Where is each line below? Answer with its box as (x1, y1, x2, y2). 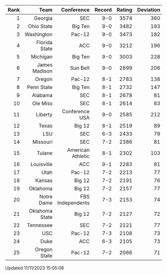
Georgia (34, 15, 53, 21)
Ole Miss (32, 100, 53, 106)
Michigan (31, 53, 53, 60)
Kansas (35, 177, 53, 183)
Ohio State (28, 23, 53, 29)
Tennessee (26, 222, 53, 228)
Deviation (137, 6, 161, 13)
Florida (36, 39, 53, 46)
